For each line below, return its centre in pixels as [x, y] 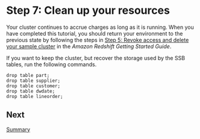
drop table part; [28, 75]
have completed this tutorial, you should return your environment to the [95, 33]
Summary [18, 129]
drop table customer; [33, 86]
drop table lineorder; [35, 96]
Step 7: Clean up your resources [88, 11]
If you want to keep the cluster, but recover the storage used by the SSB [96, 58]
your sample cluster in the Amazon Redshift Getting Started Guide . [89, 46]
